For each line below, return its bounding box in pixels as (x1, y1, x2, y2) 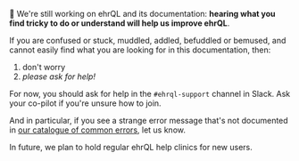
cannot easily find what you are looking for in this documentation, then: (9, 44, 271, 55)
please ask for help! (21, 71, 96, 82)
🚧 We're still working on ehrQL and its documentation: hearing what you (9, 9, 276, 19)
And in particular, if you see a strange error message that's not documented (9, 116, 288, 125)
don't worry (21, 62, 66, 72)
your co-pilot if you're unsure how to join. (9, 98, 162, 109)
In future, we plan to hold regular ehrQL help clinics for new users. (9, 142, 253, 152)
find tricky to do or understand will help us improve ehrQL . (9, 18, 230, 28)
